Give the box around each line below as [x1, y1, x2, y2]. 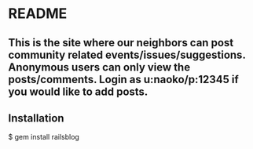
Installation [8, 111, 64, 125]
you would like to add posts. [8, 85, 148, 98]
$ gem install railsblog [8, 133, 80, 142]
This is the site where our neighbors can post [8, 36, 234, 49]
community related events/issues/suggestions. [8, 48, 246, 61]
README [8, 5, 68, 23]
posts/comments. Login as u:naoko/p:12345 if [8, 72, 240, 86]
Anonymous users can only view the [8, 60, 191, 74]
